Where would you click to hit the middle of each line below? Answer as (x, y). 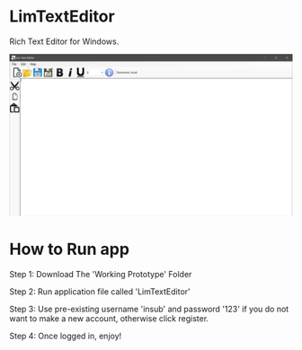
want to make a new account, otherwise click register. (109, 318)
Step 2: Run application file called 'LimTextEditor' (100, 291)
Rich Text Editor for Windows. (64, 41)
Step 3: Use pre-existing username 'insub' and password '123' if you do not (149, 309)
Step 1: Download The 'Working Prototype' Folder (101, 274)
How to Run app (70, 249)
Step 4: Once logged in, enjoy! (66, 336)
